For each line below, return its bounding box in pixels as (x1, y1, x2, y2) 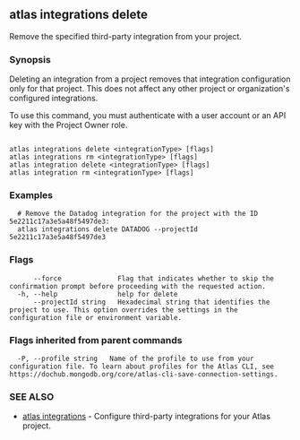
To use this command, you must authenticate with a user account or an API (9, 110, 287, 121)
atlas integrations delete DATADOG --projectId (17, 225, 199, 234)
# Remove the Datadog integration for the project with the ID (17, 210, 258, 219)
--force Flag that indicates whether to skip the (32, 273, 275, 283)
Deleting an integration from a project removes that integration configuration (9, 73, 291, 84)
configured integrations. (9, 93, 99, 104)
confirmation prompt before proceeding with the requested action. (9, 281, 267, 290)
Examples (9, 189, 54, 202)
